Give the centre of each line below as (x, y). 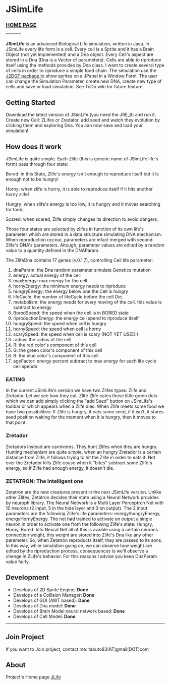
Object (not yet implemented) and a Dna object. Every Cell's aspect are (80, 54)
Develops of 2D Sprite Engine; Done (51, 589)
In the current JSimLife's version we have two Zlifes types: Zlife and (76, 390)
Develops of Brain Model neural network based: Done (69, 611)
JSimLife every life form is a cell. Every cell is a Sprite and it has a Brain (80, 49)
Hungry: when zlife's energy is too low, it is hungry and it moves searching (83, 204)
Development (27, 577)
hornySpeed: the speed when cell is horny (57, 329)
